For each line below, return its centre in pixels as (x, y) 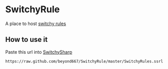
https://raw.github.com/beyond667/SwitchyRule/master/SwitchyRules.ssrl (84, 61)
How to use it (27, 40)
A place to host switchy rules (36, 24)
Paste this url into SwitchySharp (39, 52)
